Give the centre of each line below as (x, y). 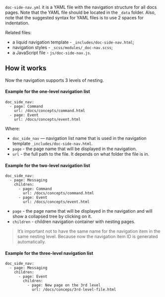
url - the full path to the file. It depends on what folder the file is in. (81, 154)
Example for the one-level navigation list (48, 92)
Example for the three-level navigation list (49, 253)
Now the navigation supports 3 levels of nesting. (55, 80)
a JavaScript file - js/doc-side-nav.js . (52, 53)
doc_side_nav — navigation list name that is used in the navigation (80, 138)
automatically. (31, 242)
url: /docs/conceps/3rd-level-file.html (74, 290)
